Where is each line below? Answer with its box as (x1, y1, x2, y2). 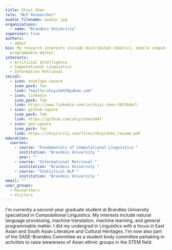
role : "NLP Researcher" (5, 12, 56, 17)
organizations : (5, 21, 38, 27)
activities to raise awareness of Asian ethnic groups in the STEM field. (5, 239, 153, 245)
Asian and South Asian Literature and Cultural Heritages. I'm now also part (5, 228, 162, 234)
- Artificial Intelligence (10, 60, 68, 65)
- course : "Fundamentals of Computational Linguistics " (14, 145, 139, 151)
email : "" (5, 178, 27, 184)
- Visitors (10, 192, 33, 197)
